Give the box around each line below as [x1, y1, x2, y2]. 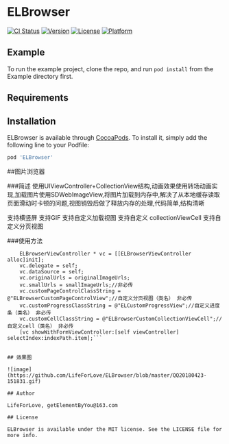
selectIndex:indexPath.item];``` [7, 334, 103, 341]
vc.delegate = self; [19, 262, 78, 269]
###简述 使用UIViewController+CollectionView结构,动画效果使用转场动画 [7, 182, 212, 190]
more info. [7, 432, 38, 439]
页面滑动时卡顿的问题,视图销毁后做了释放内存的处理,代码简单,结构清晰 [7, 199, 205, 207]
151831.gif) [7, 378, 41, 384]
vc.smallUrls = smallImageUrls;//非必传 [19, 282, 134, 288]
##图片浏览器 [7, 167, 45, 175]
